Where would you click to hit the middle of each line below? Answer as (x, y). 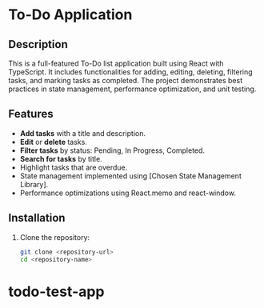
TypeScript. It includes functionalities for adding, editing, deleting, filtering (131, 72)
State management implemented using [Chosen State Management (130, 176)
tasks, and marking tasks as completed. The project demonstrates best (125, 80)
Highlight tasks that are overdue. (74, 167)
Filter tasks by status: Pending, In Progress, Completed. (112, 150)
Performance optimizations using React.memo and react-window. (128, 193)
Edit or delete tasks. (54, 142)
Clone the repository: (55, 237)
